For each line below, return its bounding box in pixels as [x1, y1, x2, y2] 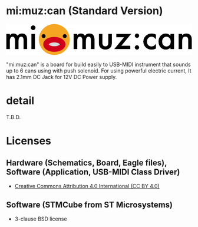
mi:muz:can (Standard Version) [6, 4, 163, 18]
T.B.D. [6, 114, 21, 121]
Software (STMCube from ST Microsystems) [6, 199, 173, 210]
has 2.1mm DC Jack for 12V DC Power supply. [6, 74, 117, 81]
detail [6, 94, 35, 107]
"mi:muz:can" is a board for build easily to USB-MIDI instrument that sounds [6, 61, 191, 68]
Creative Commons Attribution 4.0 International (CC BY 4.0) [14, 183, 160, 190]
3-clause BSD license [14, 215, 67, 222]
